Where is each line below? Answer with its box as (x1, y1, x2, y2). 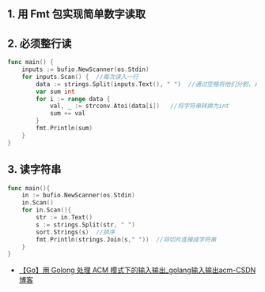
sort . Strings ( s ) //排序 (36, 228, 115, 236)
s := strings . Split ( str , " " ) (36, 220, 135, 229)
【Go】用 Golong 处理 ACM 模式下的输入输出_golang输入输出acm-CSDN (18, 265, 256, 275)
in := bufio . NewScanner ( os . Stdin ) (21, 192, 135, 200)
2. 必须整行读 (7, 36, 72, 50)
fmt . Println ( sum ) (36, 125, 93, 133)
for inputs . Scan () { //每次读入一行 (21, 73, 139, 80)
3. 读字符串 (7, 163, 62, 176)
